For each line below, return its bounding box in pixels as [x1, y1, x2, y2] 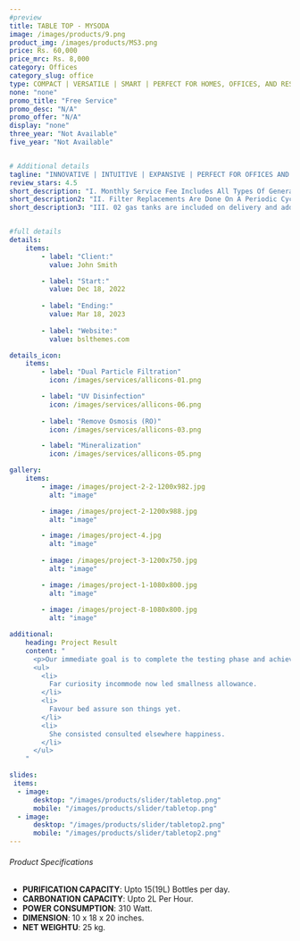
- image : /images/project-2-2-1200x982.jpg [41, 482, 205, 492]
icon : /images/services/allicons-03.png [48, 425, 202, 434]
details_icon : [9, 350, 62, 360]
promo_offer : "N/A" [9, 113, 82, 122]
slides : [9, 770, 38, 780]
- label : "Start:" [41, 276, 110, 286]
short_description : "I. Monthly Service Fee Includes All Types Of [9, 187, 266, 196]
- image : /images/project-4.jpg [41, 531, 162, 541]
